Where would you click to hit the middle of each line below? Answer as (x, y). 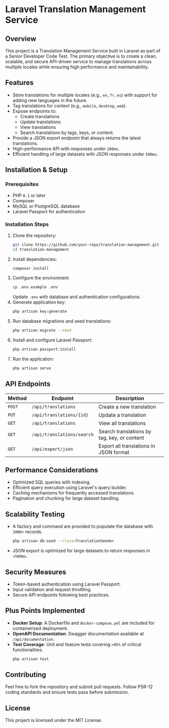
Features (19, 83)
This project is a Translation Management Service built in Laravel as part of (83, 51)
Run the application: (33, 359)
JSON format (114, 452)
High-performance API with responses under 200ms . (66, 149)
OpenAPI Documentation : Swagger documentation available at (78, 634)
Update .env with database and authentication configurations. (76, 297)
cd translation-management (41, 249)
